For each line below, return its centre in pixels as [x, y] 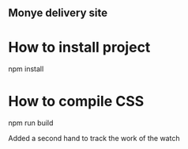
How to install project [79, 47]
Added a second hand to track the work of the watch [94, 139]
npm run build [31, 123]
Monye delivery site [58, 13]
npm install [26, 69]
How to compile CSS [76, 101]
